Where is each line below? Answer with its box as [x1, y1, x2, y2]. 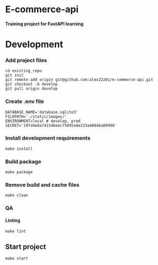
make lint [5, 228, 26, 234]
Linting [5, 217, 20, 223]
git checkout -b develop [5, 82, 58, 87]
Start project [5, 242, 46, 251]
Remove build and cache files [5, 181, 80, 189]
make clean [5, 193, 28, 198]
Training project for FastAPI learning [5, 20, 84, 26]
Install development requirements [5, 135, 90, 142]
